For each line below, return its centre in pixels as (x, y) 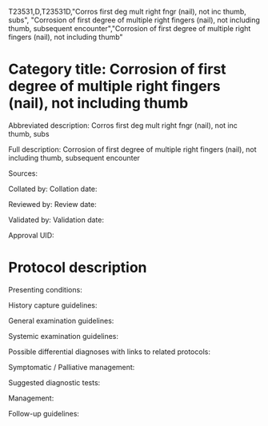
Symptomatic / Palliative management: (72, 367)
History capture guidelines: (53, 305)
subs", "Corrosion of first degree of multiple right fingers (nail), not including (134, 20)
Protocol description (78, 268)
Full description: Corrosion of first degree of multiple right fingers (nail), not (133, 149)
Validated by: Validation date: (56, 220)
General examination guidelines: (61, 320)
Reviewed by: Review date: (53, 204)
